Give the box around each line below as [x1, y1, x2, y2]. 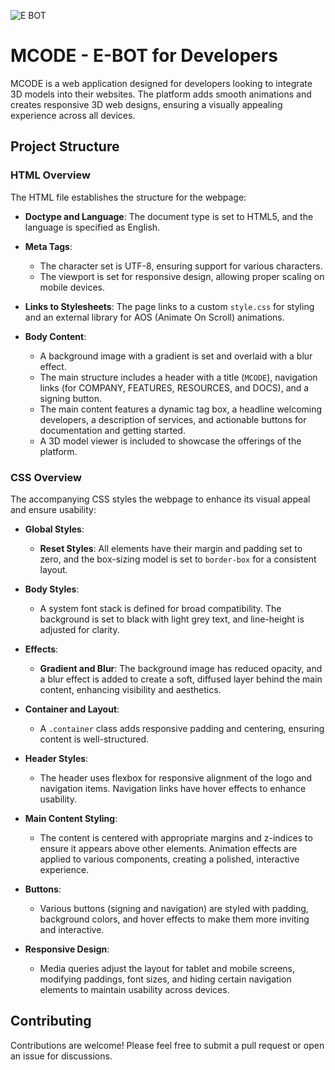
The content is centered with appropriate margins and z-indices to [39, 831, 313, 844]
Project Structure [10, 138, 120, 155]
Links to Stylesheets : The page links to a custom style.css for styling [24, 300, 315, 312]
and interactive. [39, 923, 105, 935]
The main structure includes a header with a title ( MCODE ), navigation [39, 371, 318, 383]
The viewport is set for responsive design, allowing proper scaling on [39, 270, 325, 282]
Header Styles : [24, 752, 89, 764]
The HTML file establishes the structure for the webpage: [10, 191, 247, 203]
